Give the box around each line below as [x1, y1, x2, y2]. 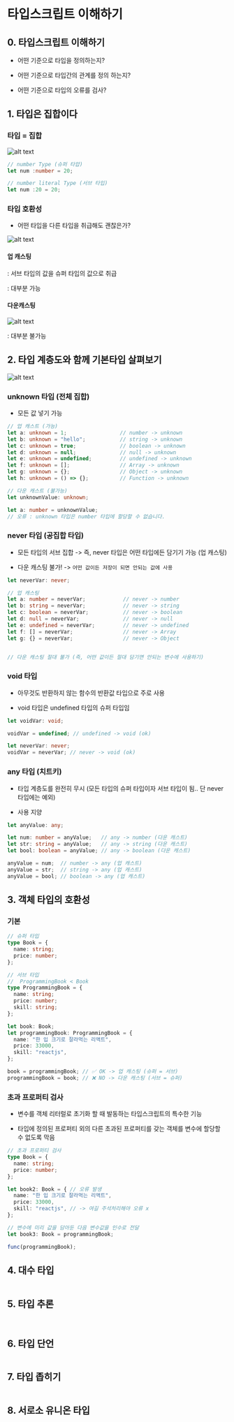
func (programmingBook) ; [7, 1243, 77, 1250]
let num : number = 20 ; [7, 167, 73, 175]
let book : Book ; [7, 1022, 54, 1030]
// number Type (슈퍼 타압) [7, 161, 83, 168]
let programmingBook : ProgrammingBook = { [7, 1029, 133, 1036]
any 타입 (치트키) [7, 767, 62, 777]
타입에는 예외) [17, 793, 56, 801]
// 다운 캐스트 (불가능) [7, 487, 68, 494]
